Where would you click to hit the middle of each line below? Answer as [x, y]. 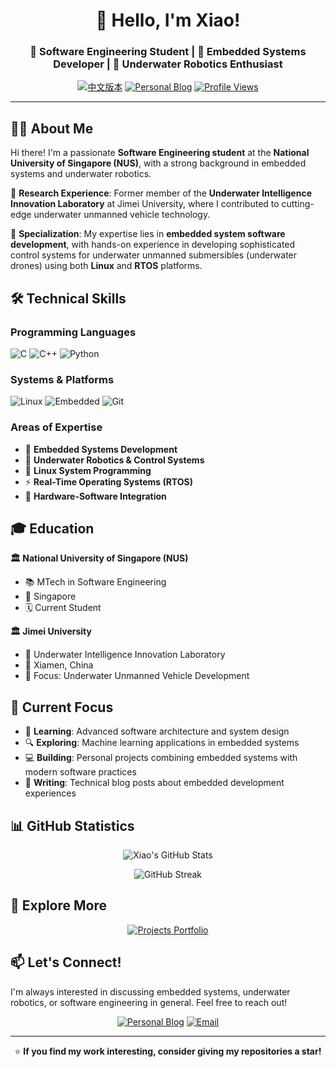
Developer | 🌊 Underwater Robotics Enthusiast [168, 64]
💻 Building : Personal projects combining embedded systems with [161, 758]
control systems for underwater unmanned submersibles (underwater [154, 255]
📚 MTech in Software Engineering [95, 582]
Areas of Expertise [56, 427]
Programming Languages [73, 332]
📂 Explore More [59, 905]
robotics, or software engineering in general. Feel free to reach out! [149, 1002]
